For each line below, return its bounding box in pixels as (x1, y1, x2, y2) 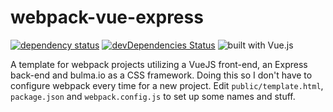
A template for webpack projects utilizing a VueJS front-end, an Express (10, 58, 308, 70)
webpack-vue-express (10, 6, 204, 29)
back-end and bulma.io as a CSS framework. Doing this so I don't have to (10, 69, 313, 81)
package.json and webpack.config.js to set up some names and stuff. (10, 90, 296, 102)
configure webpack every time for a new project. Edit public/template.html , (10, 79, 324, 91)
